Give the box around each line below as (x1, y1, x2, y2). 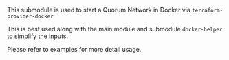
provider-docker (7, 13, 54, 20)
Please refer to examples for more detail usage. (7, 46, 142, 53)
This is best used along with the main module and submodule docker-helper (7, 25, 223, 33)
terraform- (192, 7, 223, 14)
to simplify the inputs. (7, 32, 69, 40)
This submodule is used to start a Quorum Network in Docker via (7, 6, 191, 14)
